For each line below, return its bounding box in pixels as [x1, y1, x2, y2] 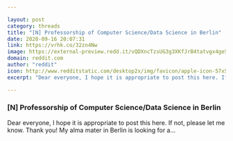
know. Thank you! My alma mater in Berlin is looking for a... [7, 126, 176, 134]
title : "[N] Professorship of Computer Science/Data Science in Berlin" [7, 29, 222, 36]
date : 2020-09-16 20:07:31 [7, 35, 85, 42]
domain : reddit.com [7, 55, 64, 62]
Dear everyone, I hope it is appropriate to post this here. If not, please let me [7, 118, 225, 126]
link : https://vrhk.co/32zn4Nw [7, 42, 98, 49]
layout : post [7, 16, 45, 23]
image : [7, 48, 26, 55]
